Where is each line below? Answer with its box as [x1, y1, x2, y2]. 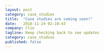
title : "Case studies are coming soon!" [5, 16, 93, 21]
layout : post [5, 7, 32, 12]
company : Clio [5, 26, 35, 31]
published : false [5, 40, 41, 45]
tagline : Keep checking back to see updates [5, 30, 99, 35]
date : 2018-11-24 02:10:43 [5, 21, 66, 26]
